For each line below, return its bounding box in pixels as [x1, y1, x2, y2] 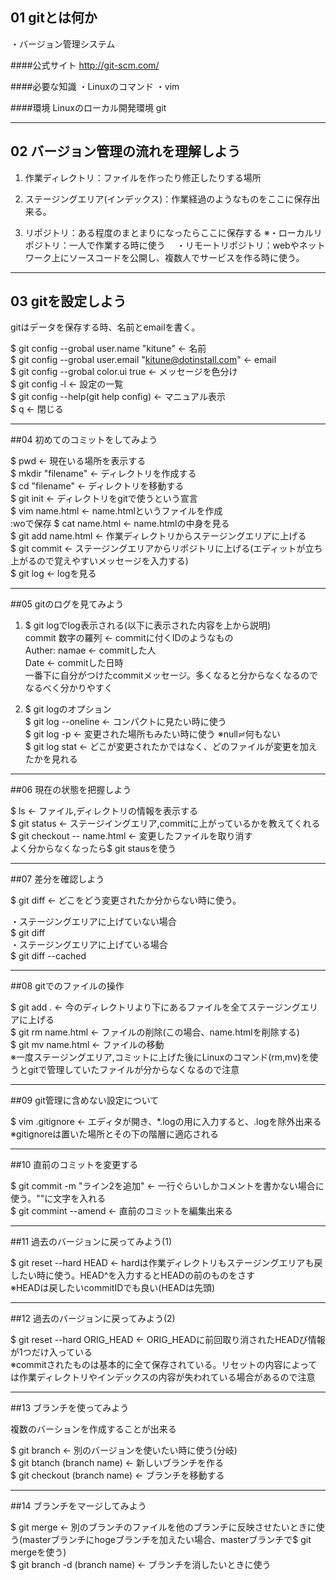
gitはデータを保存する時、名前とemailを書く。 [10, 321, 201, 333]
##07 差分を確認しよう [10, 873, 105, 885]
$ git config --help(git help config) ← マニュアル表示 [10, 391, 226, 403]
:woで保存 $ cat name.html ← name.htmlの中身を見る [10, 518, 230, 530]
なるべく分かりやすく [24, 682, 113, 694]
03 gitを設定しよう [10, 293, 127, 310]
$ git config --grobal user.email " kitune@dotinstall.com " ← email [10, 354, 277, 366]
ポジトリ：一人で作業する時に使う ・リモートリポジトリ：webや [24, 239, 300, 251]
